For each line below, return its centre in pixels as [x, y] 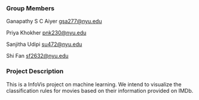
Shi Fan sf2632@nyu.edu [37, 56]
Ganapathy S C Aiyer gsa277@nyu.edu [54, 21]
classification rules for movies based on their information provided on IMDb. [100, 90]
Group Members [30, 8]
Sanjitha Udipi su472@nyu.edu [44, 44]
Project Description [35, 71]
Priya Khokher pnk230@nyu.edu [46, 33]
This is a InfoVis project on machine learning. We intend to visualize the [94, 84]
